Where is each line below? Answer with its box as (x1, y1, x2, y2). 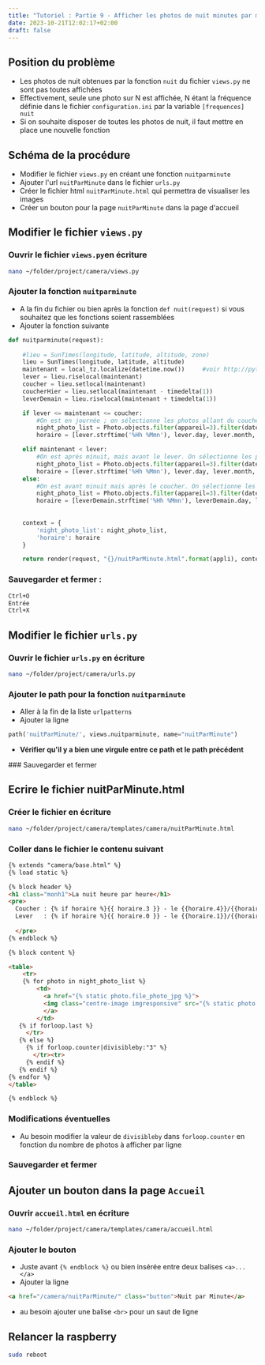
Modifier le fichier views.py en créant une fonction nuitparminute (19, 169, 231, 179)
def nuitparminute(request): (8, 336, 104, 344)
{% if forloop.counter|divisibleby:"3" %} (25, 1044, 168, 1052)
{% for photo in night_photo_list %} (22, 978, 147, 986)
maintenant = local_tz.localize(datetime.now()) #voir (22, 365, 221, 374)
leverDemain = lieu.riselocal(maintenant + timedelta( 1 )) (22, 394, 217, 403)
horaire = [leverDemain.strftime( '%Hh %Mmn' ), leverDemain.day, (36, 497, 252, 505)
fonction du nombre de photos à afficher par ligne (19, 1140, 182, 1149)
